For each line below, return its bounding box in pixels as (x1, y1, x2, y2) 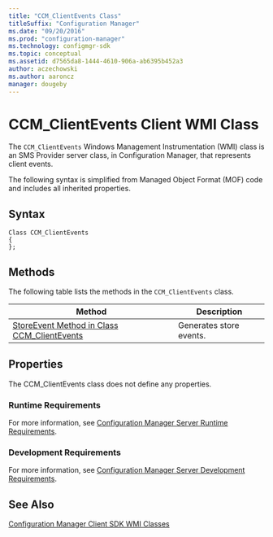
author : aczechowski (8, 65, 79, 73)
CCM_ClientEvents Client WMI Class (8, 115, 259, 133)
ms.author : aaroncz (8, 72, 75, 81)
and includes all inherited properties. (8, 184, 132, 194)
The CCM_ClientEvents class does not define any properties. (8, 379, 212, 389)
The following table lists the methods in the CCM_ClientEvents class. (8, 286, 234, 297)
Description (196, 306, 243, 317)
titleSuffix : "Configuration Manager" (8, 20, 140, 28)
